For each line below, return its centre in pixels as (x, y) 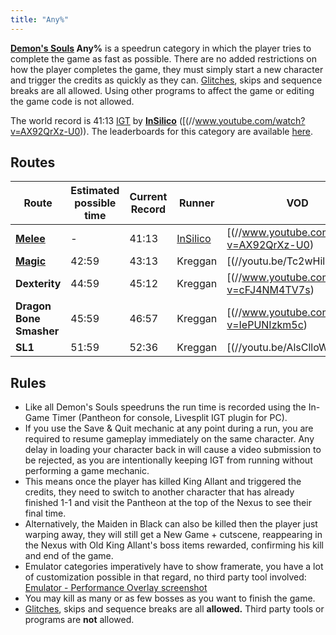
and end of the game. (69, 556)
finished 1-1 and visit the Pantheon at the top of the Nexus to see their (168, 503)
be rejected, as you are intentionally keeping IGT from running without (168, 460)
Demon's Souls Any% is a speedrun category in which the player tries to (161, 48)
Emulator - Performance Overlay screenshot (116, 588)
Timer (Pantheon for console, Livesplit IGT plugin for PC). (169, 418)
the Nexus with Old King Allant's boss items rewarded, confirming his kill (174, 545)
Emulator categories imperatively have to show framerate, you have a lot (174, 567)
